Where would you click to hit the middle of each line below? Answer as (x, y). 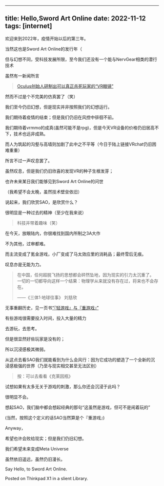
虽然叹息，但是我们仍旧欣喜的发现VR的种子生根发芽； (59, 171)
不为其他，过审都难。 (26, 243)
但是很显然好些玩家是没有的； (35, 339)
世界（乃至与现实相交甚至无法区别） (62, 366)
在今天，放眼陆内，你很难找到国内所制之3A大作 (53, 233)
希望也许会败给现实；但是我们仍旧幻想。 (46, 438)
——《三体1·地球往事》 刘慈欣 (47, 297)
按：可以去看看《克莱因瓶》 (45, 376)
